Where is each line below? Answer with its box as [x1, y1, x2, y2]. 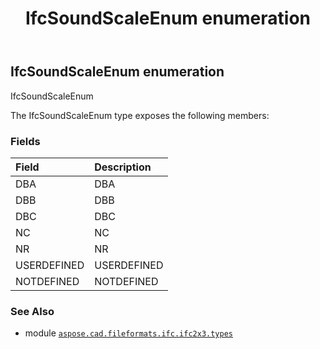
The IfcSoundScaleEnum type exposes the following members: [10, 109, 270, 121]
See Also [10, 304, 55, 318]
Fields [10, 134, 41, 148]
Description [94, 160, 152, 174]
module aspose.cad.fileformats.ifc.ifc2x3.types [24, 327, 233, 339]
